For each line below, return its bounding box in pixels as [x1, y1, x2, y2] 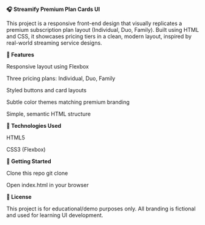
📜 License [6, 193, 32, 201]
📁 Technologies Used [6, 122, 62, 129]
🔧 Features [6, 51, 35, 58]
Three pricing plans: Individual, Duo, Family [6, 75, 116, 82]
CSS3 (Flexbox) [6, 146, 46, 153]
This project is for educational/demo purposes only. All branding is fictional [6, 205, 196, 212]
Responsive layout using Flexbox [6, 63, 89, 70]
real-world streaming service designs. [6, 39, 102, 46]
